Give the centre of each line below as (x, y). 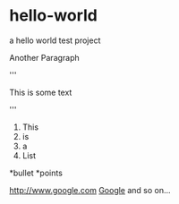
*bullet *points (36, 173)
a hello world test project (55, 40)
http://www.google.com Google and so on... (90, 190)
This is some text (41, 92)
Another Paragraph (45, 57)
